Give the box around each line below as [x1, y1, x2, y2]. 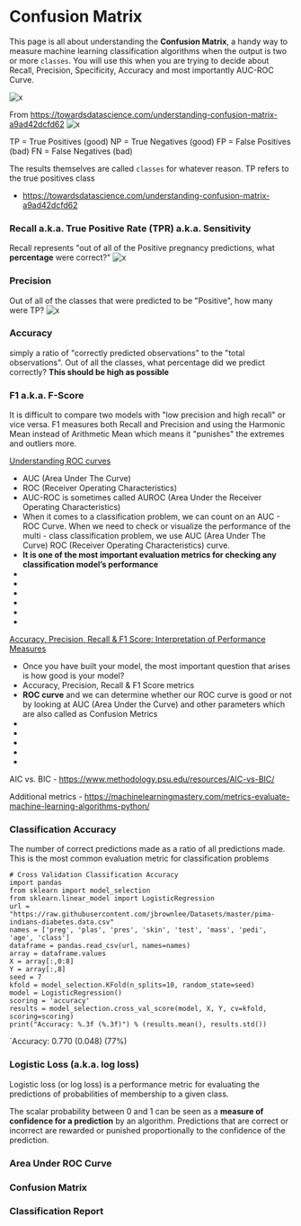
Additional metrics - [9, 792, 83, 802]
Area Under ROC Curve [9, 1157, 112, 1169]
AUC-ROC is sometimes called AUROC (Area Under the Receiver [22, 492, 262, 503]
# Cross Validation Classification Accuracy [9, 871, 179, 880]
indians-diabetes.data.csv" [9, 917, 115, 927]
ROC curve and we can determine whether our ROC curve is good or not [22, 690, 292, 701]
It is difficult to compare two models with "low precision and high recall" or [9, 409, 286, 420]
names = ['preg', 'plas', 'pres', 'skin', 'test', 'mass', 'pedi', [9, 926, 268, 935]
